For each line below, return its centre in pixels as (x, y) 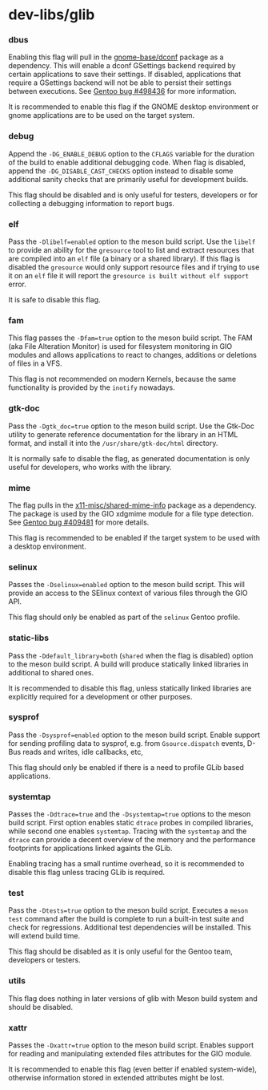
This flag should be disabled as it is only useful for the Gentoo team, (121, 951)
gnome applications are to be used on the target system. (102, 115)
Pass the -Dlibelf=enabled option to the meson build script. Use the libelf (132, 241)
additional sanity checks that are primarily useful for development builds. (128, 179)
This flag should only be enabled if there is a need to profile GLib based (126, 767)
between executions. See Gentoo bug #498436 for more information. (123, 91)
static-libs (29, 638)
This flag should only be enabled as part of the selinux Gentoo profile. (124, 617)
